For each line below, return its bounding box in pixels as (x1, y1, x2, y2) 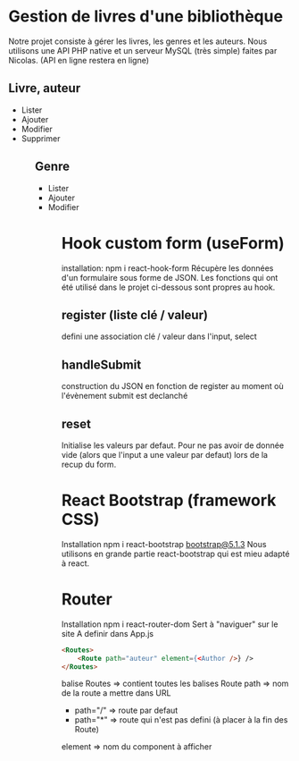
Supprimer (21, 132, 61, 144)
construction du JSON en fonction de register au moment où (61, 381, 284, 392)
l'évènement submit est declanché (61, 391, 188, 402)
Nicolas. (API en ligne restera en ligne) (8, 55, 149, 65)
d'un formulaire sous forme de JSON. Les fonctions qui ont (61, 272, 278, 283)
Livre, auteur (8, 80, 81, 96)
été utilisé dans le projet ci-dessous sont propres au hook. (61, 282, 276, 292)
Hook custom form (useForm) (61, 233, 285, 253)
